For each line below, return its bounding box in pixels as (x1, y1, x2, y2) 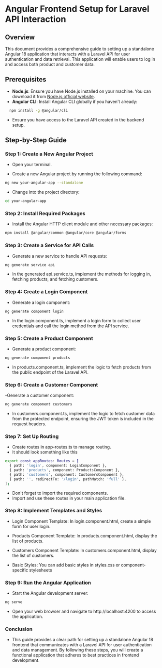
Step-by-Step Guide (5, 136, 67, 144)
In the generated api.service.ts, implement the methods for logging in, (12, 271, 151, 277)
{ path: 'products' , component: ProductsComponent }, (9, 468, 120, 473)
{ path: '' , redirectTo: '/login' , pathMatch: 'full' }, (9, 477, 127, 482)
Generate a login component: (12, 300, 71, 305)
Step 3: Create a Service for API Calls (5, 242, 94, 249)
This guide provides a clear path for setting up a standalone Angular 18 (12, 637, 153, 643)
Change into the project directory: (12, 189, 80, 195)
